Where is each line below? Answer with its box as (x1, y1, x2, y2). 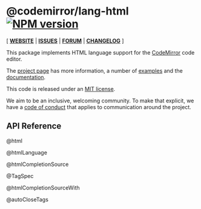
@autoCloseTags (6, 196, 48, 203)
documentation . (6, 73, 46, 81)
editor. (6, 55, 22, 62)
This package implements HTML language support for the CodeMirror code (6, 48, 195, 56)
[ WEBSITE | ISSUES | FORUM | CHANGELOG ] (6, 37, 124, 44)
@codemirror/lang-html (6, 4, 129, 18)
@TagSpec (6, 172, 34, 179)
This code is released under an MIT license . (6, 85, 116, 92)
